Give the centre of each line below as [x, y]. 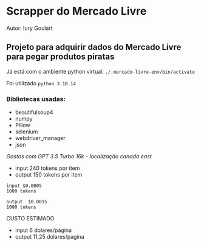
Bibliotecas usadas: [36, 99]
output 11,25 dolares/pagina [50, 237]
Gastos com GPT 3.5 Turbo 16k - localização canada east [79, 156]
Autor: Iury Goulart [29, 28]
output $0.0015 [27, 202]
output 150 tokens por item [49, 175]
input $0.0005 [24, 186]
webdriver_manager [40, 138]
